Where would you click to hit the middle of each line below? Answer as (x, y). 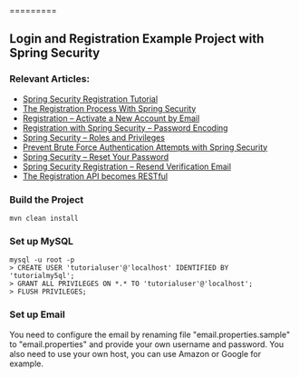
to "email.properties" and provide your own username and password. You (147, 344)
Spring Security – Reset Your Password (96, 156)
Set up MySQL (42, 241)
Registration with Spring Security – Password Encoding (125, 127)
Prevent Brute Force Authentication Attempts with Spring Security (145, 147)
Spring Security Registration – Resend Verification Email (127, 166)
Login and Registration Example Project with (137, 39)
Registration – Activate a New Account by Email (111, 118)
